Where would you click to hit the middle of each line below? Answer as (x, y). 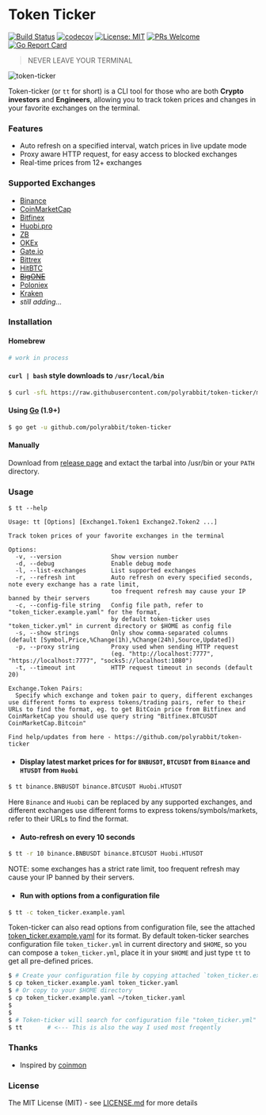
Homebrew (27, 341)
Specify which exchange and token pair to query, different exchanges (134, 695)
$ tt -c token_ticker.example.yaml (67, 912)
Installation (30, 322)
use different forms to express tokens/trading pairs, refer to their (127, 703)
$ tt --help (28, 508)
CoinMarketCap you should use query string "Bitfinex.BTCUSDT (113, 717)
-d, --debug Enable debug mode (93, 564)
